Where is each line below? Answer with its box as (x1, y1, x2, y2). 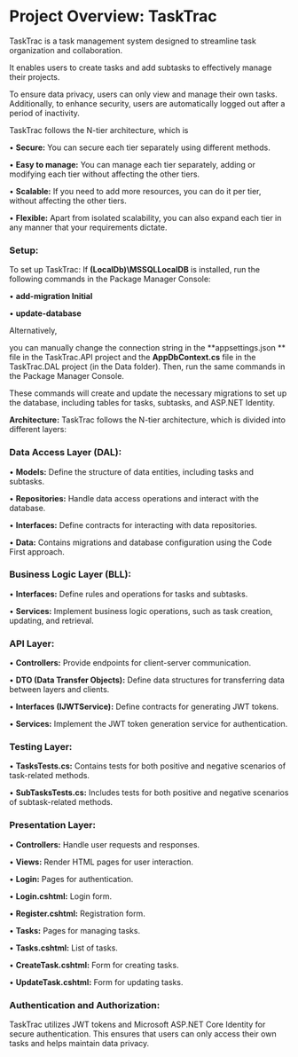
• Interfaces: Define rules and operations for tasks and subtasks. (9, 588, 248, 599)
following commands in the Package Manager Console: (9, 273, 211, 285)
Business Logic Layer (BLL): (9, 568, 131, 580)
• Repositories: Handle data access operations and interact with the (9, 493, 259, 503)
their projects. (9, 71, 60, 82)
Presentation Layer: (9, 819, 96, 832)
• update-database (9, 308, 82, 319)
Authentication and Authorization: (9, 998, 161, 1011)
